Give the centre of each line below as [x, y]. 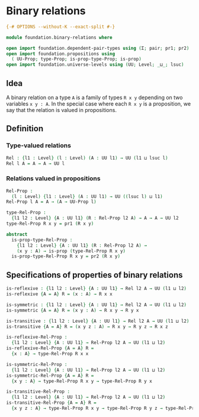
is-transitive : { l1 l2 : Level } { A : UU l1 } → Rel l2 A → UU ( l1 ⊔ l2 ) [98, 321]
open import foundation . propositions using [61, 54]
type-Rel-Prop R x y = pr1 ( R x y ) [50, 224]
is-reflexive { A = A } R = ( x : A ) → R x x [59, 294]
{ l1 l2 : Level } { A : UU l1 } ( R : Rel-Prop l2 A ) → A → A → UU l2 [95, 218]
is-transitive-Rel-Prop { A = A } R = [51, 403]
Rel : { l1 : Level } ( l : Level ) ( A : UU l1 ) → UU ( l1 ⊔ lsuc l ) [87, 158]
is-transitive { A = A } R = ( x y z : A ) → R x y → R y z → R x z [87, 327]
